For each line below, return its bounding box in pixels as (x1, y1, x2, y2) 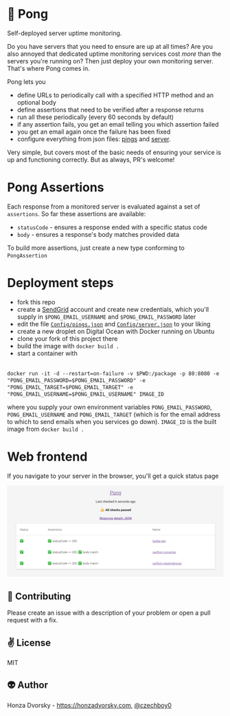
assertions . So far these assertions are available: (7, 209, 146, 218)
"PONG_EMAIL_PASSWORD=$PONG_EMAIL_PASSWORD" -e (7, 377, 146, 384)
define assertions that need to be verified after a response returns (16, 105, 205, 114)
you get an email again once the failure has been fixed (16, 127, 171, 136)
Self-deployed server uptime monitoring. (7, 29, 122, 37)
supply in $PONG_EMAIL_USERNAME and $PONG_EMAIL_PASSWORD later (16, 313, 196, 321)
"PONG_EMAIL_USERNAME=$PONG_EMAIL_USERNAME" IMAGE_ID (7, 390, 165, 398)
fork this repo (16, 297, 56, 306)
